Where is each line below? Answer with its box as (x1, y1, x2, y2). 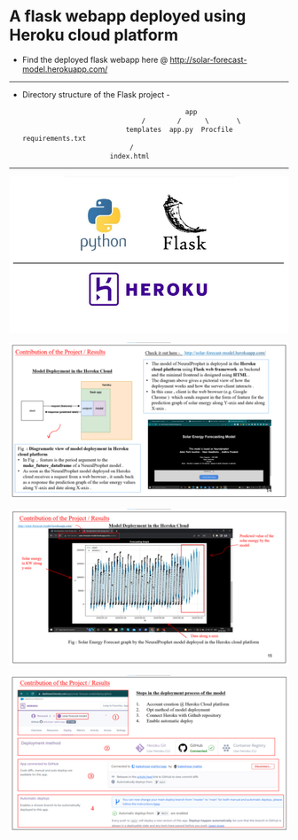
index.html (109, 152, 150, 160)
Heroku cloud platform (9, 25, 179, 45)
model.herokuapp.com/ (21, 64, 108, 74)
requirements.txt (21, 134, 87, 143)
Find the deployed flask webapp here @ (21, 54, 169, 65)
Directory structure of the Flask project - (21, 89, 170, 99)
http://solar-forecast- (169, 54, 247, 65)
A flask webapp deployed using (9, 6, 247, 27)
